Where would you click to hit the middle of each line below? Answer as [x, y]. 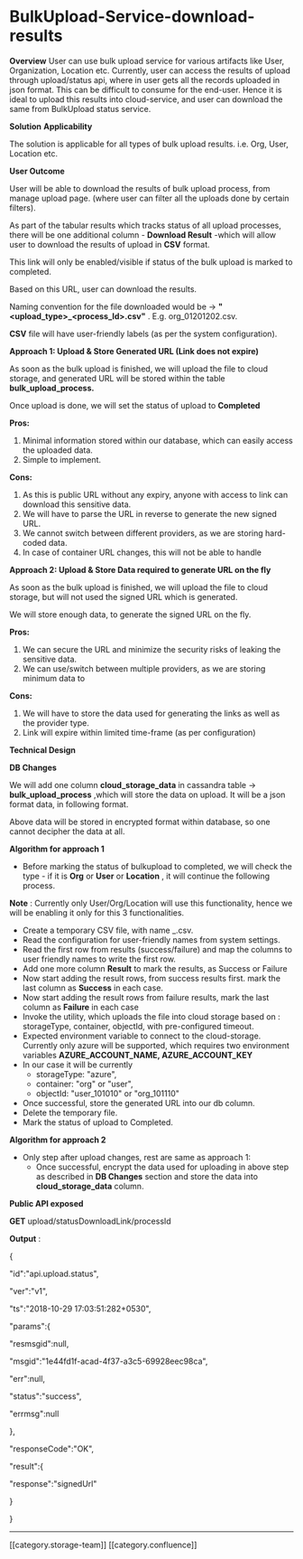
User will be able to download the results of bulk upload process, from [140, 188]
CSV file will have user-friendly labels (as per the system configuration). [143, 333]
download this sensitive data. [77, 504]
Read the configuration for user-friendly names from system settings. [151, 939]
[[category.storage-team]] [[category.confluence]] [103, 1545]
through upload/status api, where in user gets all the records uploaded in [145, 80]
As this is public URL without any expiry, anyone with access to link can [155, 494]
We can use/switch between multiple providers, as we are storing [144, 668]
